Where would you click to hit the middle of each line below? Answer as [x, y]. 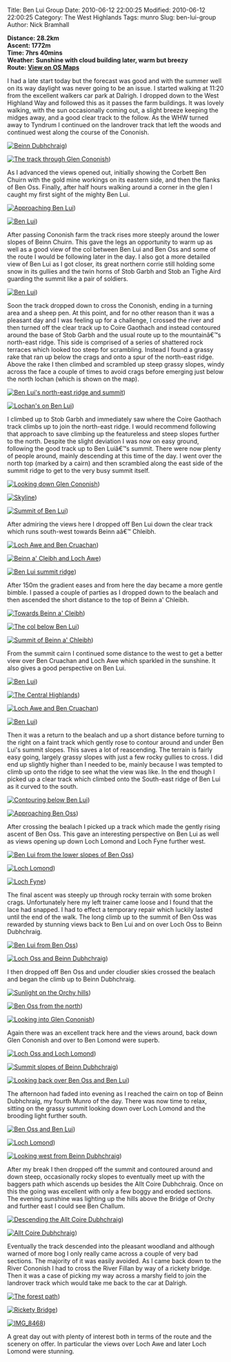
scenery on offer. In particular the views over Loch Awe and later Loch [107, 1344]
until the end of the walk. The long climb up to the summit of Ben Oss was [112, 917]
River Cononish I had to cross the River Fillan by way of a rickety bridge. [110, 1268]
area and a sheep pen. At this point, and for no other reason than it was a [111, 313]
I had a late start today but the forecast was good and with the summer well [114, 81]
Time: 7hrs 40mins [35, 53]
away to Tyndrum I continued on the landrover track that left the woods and [114, 125]
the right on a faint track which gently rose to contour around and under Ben [115, 742]
